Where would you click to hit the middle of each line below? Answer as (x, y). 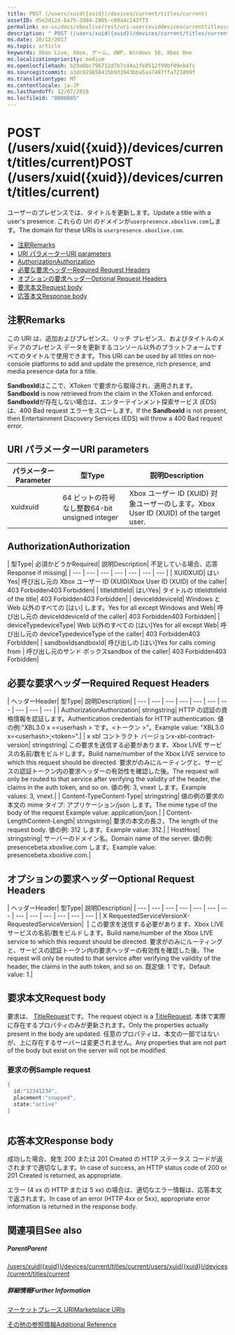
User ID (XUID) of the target (175, 513)
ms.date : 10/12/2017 (37, 40)
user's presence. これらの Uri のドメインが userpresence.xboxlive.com (108, 221)
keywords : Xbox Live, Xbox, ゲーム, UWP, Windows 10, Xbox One (100, 53)
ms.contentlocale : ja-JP (43, 85)
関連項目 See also (45, 1230)
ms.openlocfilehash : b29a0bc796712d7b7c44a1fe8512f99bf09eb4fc (101, 66)
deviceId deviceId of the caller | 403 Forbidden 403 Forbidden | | (130, 617)
